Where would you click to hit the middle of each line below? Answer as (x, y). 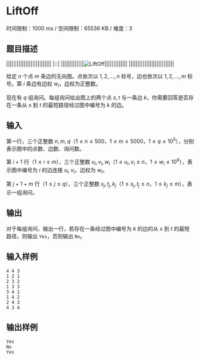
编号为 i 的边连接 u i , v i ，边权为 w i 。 (65, 171)
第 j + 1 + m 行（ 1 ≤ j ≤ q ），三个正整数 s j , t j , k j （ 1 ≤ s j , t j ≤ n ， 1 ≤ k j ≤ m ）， (97, 185)
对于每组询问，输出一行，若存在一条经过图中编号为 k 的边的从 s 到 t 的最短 (98, 228)
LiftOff (22, 11)
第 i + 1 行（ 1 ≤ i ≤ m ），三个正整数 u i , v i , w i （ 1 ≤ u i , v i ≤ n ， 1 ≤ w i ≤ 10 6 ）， (97, 162)
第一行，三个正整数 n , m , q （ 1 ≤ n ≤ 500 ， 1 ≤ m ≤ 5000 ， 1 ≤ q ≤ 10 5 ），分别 (100, 141)
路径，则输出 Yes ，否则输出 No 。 (46, 236)
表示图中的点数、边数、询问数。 (45, 149)
